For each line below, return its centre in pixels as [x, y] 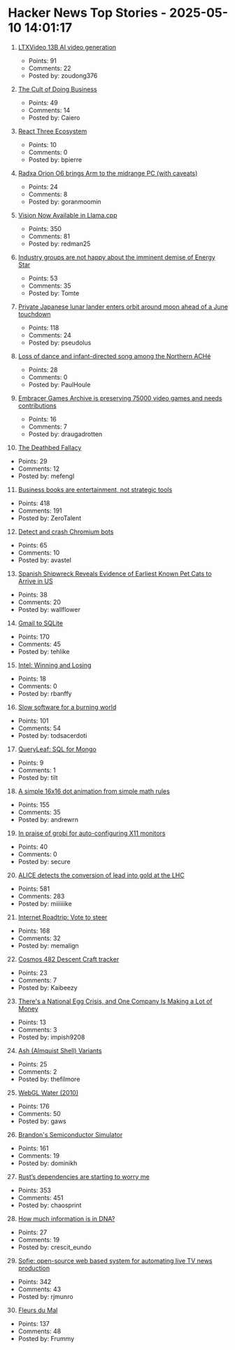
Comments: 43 [40, 1289]
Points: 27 [33, 1232]
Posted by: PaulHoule [59, 384]
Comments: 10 [39, 552]
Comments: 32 [40, 938]
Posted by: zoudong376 [63, 76]
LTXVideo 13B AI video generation [67, 47]
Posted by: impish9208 [51, 1037]
